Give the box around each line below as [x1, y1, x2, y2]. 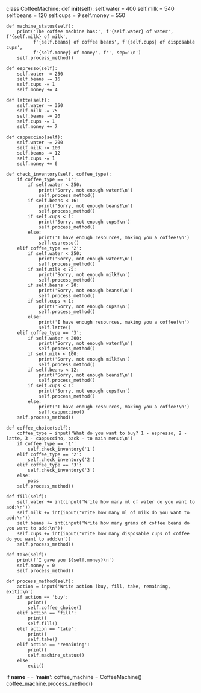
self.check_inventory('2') [28, 457, 96, 463]
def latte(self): [6, 97, 50, 103]
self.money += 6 [17, 161, 58, 167]
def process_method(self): [6, 578, 74, 584]
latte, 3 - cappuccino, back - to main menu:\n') [6, 436, 134, 442]
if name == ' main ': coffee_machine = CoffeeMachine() [6, 674, 143, 680]
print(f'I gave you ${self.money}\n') [17, 557, 114, 563]
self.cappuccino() [38, 409, 85, 415]
